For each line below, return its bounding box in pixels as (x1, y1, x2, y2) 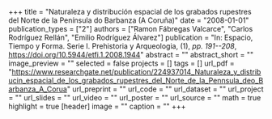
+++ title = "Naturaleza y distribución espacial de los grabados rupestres (8, 7, 253, 16)
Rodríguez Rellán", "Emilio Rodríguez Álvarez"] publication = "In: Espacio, (8, 32, 253, 42)
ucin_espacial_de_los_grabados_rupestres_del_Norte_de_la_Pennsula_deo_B (8, 76, 264, 85)
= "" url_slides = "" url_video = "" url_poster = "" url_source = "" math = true (8, 93, 261, 102)
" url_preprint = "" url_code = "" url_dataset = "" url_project (66, 84, 264, 94)
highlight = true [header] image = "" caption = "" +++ (8, 101, 186, 111)
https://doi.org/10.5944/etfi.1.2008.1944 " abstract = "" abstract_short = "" (8, 50, 253, 59)
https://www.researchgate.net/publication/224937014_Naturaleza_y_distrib (11, 67, 261, 76)
